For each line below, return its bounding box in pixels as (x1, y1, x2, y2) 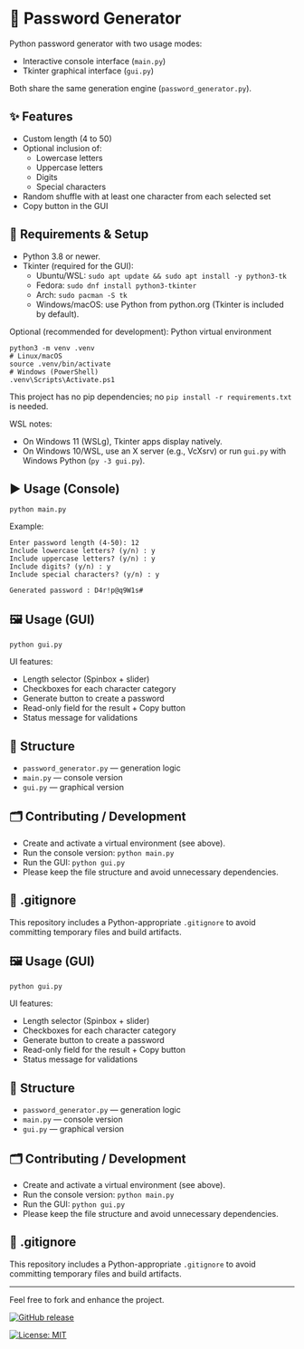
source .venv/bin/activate (9, 359, 111, 368)
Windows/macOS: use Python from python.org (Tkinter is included (35, 299, 285, 310)
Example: (9, 521, 44, 532)
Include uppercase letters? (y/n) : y (9, 554, 156, 564)
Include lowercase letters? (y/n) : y (9, 547, 156, 556)
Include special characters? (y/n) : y (9, 570, 160, 579)
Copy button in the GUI (22, 200, 109, 211)
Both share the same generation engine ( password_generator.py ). (9, 82, 252, 93)
